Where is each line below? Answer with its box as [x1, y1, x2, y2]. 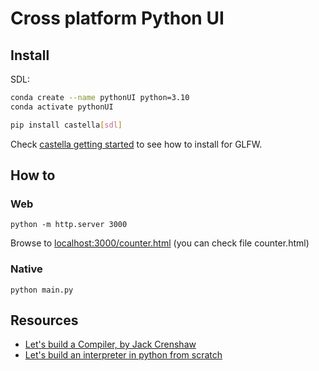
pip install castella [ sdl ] [10, 120, 123, 130]
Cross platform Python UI [10, 7, 225, 30]
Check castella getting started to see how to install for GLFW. [10, 138, 263, 150]
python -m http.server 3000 [10, 220, 128, 230]
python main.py [10, 285, 74, 295]
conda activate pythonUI [10, 102, 114, 112]
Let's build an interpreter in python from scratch [24, 349, 223, 361]
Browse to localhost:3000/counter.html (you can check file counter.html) [10, 237, 310, 249]
